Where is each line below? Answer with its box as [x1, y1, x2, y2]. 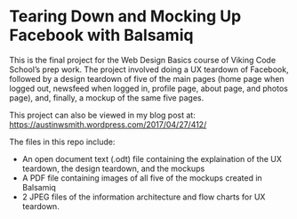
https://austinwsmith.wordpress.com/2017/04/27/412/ [9, 118, 207, 130]
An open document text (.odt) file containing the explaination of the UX [21, 153, 283, 164]
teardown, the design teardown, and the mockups [21, 163, 205, 174]
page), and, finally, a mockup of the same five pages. [9, 92, 205, 103]
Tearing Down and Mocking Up [9, 6, 242, 27]
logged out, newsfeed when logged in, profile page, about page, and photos [9, 83, 289, 93]
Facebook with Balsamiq [9, 25, 194, 45]
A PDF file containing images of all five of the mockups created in [21, 172, 262, 183]
